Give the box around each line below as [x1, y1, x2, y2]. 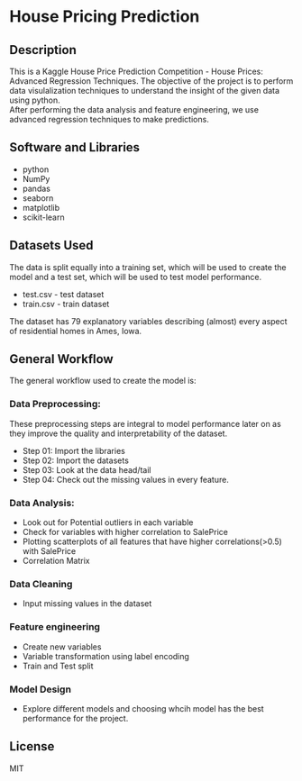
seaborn [22, 192, 54, 204]
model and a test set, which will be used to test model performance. [9, 271, 262, 282]
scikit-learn [22, 212, 65, 222]
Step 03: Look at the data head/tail [22, 464, 151, 475]
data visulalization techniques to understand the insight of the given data [9, 86, 280, 95]
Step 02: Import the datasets [22, 455, 129, 466]
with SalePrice [22, 546, 77, 557]
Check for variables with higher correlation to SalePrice [22, 527, 228, 538]
